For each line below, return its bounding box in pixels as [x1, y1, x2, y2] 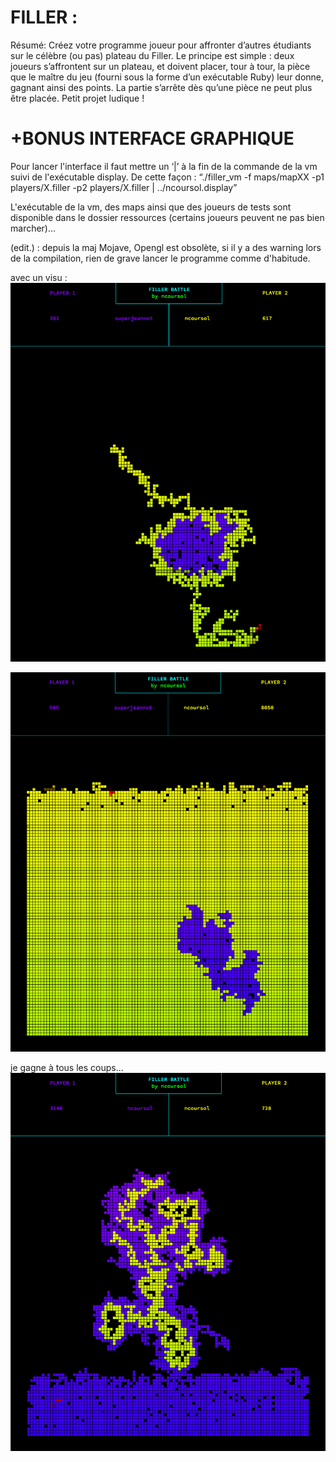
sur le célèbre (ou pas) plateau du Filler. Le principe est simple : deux [10, 49, 295, 61]
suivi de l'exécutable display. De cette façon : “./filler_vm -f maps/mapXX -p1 [10, 171, 325, 183]
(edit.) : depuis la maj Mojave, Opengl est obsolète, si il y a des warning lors [10, 241, 322, 253]
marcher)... [10, 222, 57, 234]
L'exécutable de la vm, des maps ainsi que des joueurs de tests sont [10, 201, 292, 213]
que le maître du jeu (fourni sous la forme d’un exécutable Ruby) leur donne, [10, 71, 325, 83]
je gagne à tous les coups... [10, 1061, 124, 1073]
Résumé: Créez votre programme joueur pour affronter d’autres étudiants [10, 39, 312, 51]
